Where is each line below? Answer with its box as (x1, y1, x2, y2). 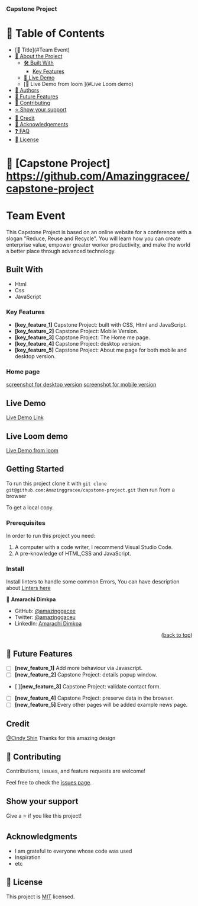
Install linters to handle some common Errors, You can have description (6, 578, 180, 585)
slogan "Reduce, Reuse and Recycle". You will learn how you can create (6, 235, 181, 242)
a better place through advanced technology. (6, 247, 116, 254)
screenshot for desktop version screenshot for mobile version (6, 381, 157, 388)
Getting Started (6, 464, 64, 474)
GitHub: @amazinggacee (14, 607, 76, 615)
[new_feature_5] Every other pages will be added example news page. (14, 701, 188, 709)
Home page (6, 368, 40, 376)
